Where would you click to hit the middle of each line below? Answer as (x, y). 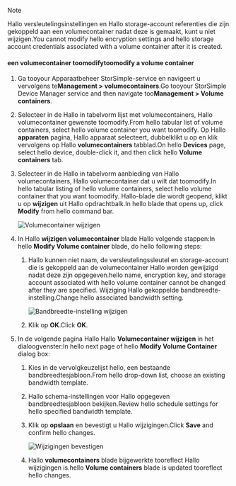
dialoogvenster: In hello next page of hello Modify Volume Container (117, 346)
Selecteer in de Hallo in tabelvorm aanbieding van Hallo (98, 174)
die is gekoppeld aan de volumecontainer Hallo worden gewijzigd (123, 268)
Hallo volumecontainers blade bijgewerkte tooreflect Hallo (114, 460)
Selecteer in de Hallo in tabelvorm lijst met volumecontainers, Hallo (115, 115)
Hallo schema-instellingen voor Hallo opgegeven (99, 397)
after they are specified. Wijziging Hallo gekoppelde (104, 290)
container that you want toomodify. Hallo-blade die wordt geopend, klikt (122, 196)
